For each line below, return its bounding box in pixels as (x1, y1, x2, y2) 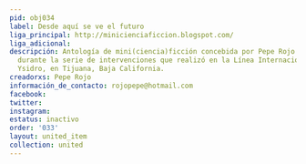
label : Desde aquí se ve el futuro (9, 22, 145, 31)
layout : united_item (9, 132, 88, 141)
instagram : (9, 107, 51, 116)
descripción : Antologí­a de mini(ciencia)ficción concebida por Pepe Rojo (9, 47, 296, 56)
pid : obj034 (9, 13, 55, 23)
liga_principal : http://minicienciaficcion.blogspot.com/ (9, 30, 234, 39)
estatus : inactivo (9, 115, 79, 124)
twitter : (9, 97, 43, 108)
